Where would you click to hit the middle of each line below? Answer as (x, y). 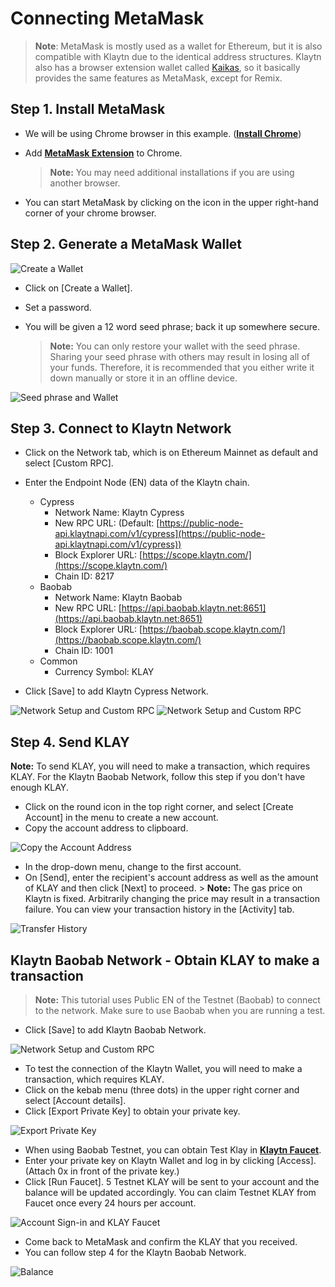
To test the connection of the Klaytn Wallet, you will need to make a (163, 1068)
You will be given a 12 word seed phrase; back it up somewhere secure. (172, 326)
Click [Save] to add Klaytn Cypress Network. (116, 691)
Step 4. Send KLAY (70, 742)
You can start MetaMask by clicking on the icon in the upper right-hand (171, 202)
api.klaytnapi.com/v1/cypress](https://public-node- (160, 534)
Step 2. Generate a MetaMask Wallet (126, 244)
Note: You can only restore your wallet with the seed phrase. (175, 346)
